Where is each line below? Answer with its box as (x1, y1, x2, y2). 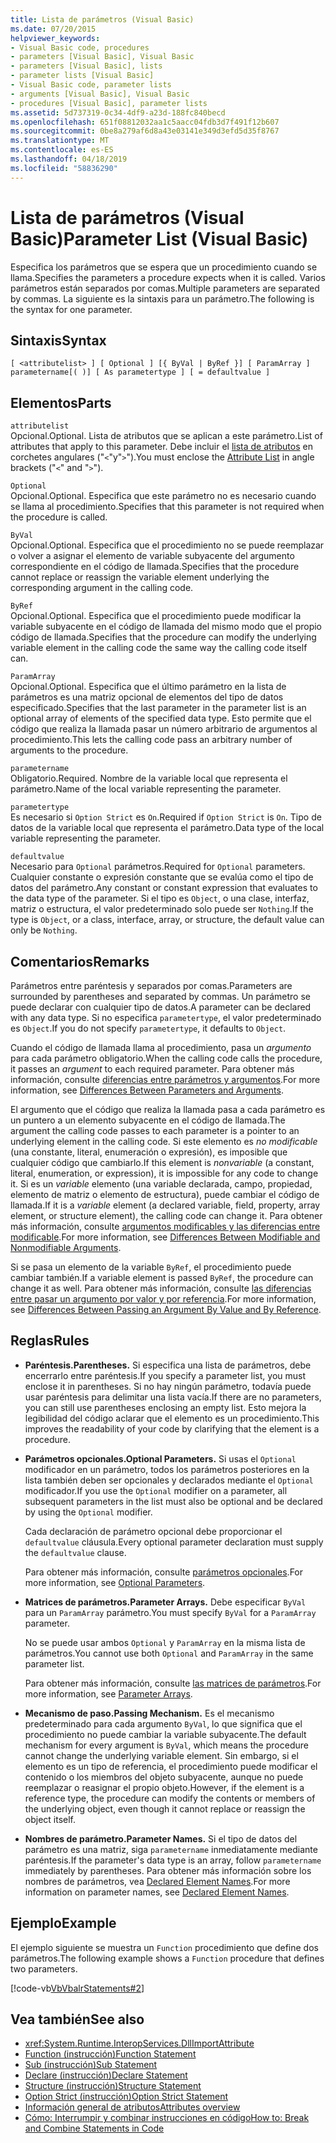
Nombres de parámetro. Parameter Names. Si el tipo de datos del (24, 1832, 298, 1845)
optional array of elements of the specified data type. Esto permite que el (10, 712, 312, 725)
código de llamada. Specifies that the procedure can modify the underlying (10, 631, 317, 643)
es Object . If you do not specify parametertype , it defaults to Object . (10, 1022, 287, 1034)
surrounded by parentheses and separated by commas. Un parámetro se (10, 991, 311, 1002)
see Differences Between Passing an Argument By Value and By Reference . (10, 1304, 322, 1315)
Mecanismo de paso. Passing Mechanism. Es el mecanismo (24, 1707, 275, 1719)
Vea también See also (10, 2011, 145, 2028)
